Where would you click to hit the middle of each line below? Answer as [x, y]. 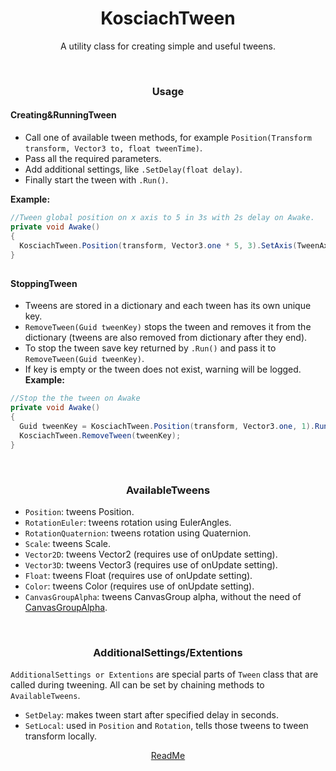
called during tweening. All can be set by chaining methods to [137, 685]
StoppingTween [44, 283]
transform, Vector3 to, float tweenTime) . [113, 148]
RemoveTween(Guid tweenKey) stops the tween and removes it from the [168, 327]
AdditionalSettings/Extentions [168, 652]
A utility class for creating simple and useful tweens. [168, 46]
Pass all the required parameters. [93, 159]
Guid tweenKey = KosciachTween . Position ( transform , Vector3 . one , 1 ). [167, 427]
